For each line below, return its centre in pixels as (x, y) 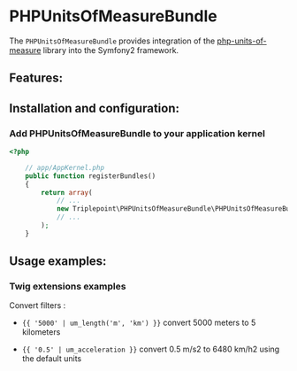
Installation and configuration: (94, 108)
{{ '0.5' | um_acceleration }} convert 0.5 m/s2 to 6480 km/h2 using (151, 349)
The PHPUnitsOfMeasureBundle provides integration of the (112, 41)
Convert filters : (38, 305)
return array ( (67, 192)
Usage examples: (58, 262)
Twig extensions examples (68, 287)
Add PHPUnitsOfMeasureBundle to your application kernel (137, 133)
